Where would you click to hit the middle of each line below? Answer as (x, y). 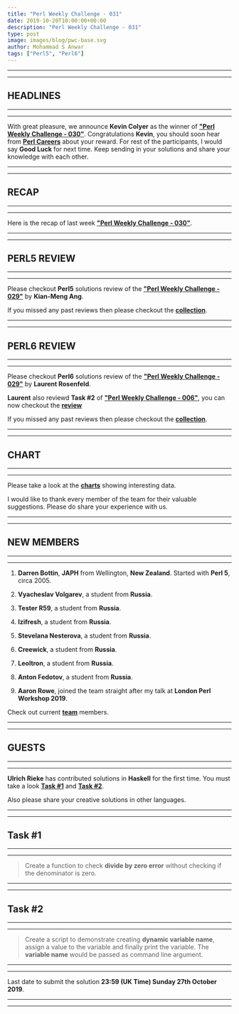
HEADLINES (34, 96)
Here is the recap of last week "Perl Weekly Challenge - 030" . (100, 223)
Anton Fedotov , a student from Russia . (75, 677)
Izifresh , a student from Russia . (64, 622)
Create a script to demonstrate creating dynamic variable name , (119, 939)
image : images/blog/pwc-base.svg (57, 41)
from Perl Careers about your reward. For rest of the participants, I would (115, 141)
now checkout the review (45, 406)
